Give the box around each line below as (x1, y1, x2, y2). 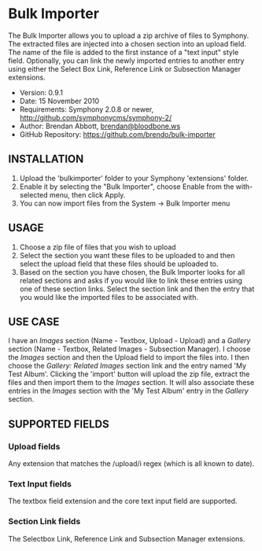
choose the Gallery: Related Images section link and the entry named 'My (8, 361, 246, 371)
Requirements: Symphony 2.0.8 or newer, (19, 104, 154, 114)
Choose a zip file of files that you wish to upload (19, 242, 176, 252)
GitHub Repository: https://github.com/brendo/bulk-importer (19, 129, 216, 139)
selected (19, 190, 49, 199)
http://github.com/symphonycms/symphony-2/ (19, 113, 172, 122)
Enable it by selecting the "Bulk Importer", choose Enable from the (19, 182, 234, 191)
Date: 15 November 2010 (19, 96, 100, 105)
